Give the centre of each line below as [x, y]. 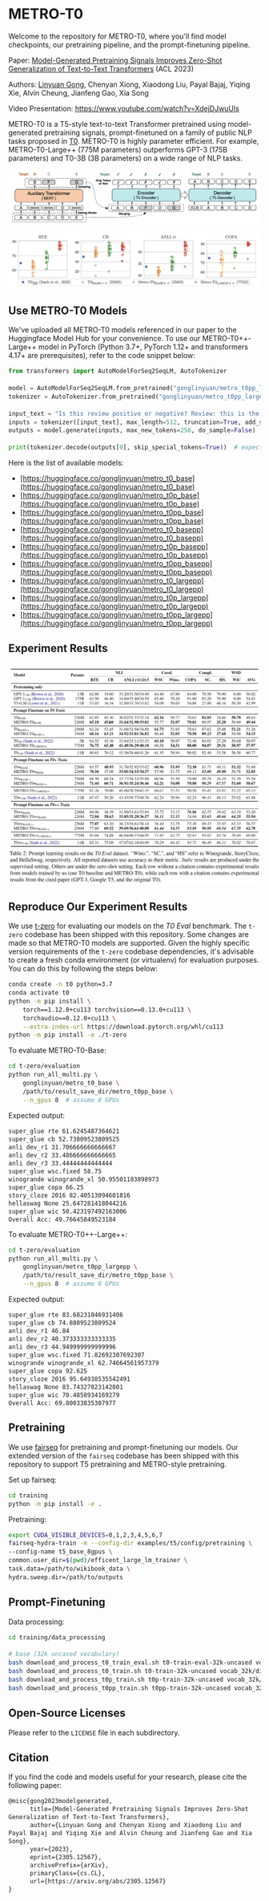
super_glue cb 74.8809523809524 [62, 1323]
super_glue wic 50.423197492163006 [68, 1211]
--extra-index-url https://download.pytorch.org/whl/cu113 [123, 1027]
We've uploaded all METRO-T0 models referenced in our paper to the [123, 330]
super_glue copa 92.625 [48, 1371]
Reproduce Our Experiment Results [98, 907]
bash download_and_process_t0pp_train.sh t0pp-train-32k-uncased [119, 1688]
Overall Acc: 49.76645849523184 [62, 1219]
